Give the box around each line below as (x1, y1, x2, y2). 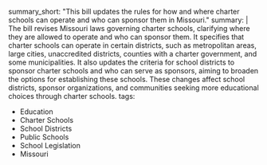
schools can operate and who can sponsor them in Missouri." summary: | (8, 15, 249, 25)
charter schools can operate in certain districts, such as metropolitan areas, (8, 41, 257, 50)
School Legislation (19, 141, 81, 150)
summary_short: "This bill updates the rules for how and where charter (8, 7, 241, 16)
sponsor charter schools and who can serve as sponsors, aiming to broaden (8, 66, 259, 75)
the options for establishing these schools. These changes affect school (8, 75, 245, 84)
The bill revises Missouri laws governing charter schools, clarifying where (8, 24, 250, 33)
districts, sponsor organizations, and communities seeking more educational (8, 83, 259, 92)
